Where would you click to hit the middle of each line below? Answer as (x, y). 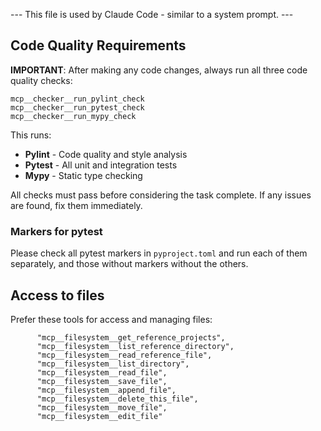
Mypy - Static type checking (83, 175)
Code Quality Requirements (98, 45)
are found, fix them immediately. (76, 205)
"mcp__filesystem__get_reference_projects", (131, 337)
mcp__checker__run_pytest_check (77, 107)
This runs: (31, 135)
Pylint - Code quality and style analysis (106, 154)
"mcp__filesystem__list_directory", (113, 364)
